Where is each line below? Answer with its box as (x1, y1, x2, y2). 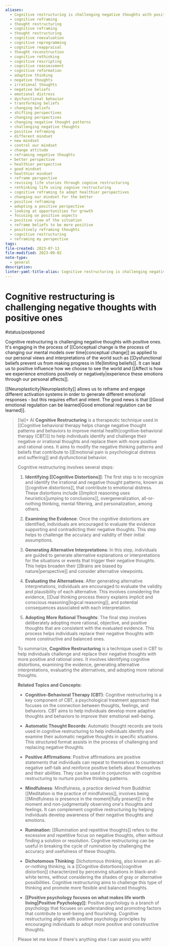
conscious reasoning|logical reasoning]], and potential (25, 599, 138, 605)
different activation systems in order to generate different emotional (5, 391, 146, 397)
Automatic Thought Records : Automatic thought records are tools (25, 723, 163, 729)
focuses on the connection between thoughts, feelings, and (25, 702, 149, 708)
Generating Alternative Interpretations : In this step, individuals (25, 547, 157, 553)
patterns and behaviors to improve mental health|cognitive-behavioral (17, 427, 162, 434)
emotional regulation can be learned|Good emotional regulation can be (5, 402, 152, 408)
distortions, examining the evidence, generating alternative (17, 661, 140, 667)
